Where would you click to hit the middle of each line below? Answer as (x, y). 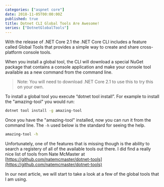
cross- (146, 47)
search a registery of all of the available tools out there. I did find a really (78, 149)
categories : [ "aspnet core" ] (35, 10)
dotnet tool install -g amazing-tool (44, 111)
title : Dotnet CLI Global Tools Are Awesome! (52, 23)
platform (13, 53)
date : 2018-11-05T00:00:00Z (34, 14)
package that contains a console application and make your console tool (78, 67)
